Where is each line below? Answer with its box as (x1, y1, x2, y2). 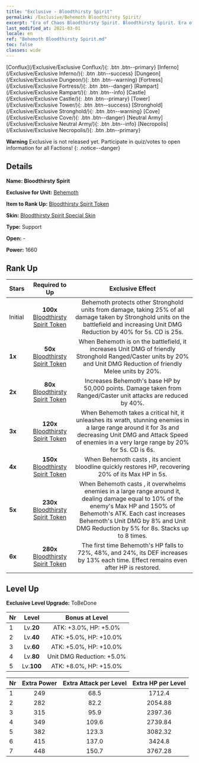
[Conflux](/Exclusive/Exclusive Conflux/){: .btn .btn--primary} (6, 63, 156, 71)
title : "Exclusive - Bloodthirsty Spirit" (6, 8, 113, 15)
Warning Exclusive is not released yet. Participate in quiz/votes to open (6, 138, 181, 145)
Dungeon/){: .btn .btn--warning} (59, 76, 138, 83)
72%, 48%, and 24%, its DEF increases (77, 549, 188, 557)
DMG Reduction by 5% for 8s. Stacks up (76, 524, 189, 532)
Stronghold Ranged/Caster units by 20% (76, 352, 190, 360)
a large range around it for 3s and (85, 423, 179, 432)
